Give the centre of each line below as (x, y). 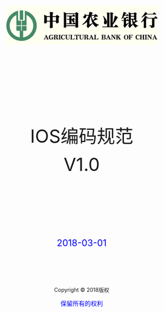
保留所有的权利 (81, 304)
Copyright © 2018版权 (82, 290)
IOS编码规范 (82, 136)
